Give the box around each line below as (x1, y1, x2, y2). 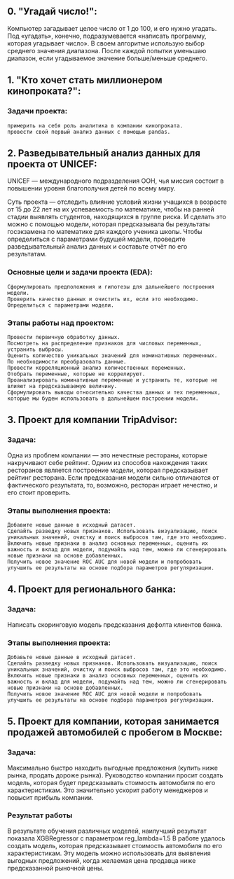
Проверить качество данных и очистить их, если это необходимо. (7, 296, 199, 303)
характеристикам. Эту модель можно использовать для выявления (7, 849, 212, 857)
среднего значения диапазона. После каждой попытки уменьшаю (7, 46, 207, 55)
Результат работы (7, 810, 73, 820)
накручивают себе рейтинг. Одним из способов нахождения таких (7, 458, 208, 466)
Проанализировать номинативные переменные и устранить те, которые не (7, 376, 218, 384)
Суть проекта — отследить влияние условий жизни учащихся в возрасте (7, 198, 228, 206)
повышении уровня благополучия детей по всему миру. (7, 184, 176, 193)
